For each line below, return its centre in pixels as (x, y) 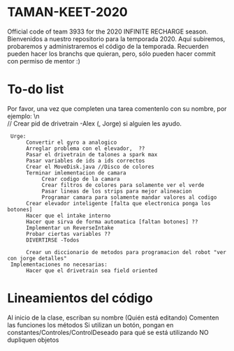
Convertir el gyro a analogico (71, 142)
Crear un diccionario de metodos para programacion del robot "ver (126, 252)
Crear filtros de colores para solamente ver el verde (123, 185)
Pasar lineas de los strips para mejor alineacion (117, 191)
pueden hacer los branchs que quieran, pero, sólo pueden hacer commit (111, 54)
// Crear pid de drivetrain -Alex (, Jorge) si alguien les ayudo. (95, 124)
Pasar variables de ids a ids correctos (85, 160)
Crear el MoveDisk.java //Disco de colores (90, 167)
